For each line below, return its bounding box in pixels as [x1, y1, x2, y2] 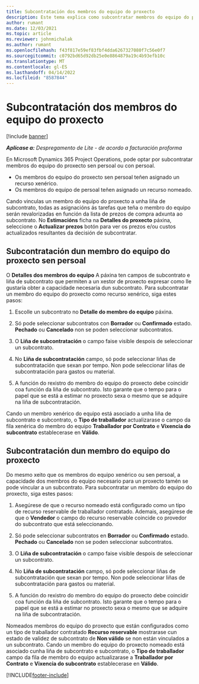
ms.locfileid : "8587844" [6, 75, 68, 81]
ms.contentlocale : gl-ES [6, 64, 68, 70]
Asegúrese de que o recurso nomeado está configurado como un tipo [14, 501, 185, 508]
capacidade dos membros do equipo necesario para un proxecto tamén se [6, 477, 188, 484]
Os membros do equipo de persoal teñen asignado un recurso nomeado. [14, 186, 192, 194]
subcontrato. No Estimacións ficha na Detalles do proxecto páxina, [6, 217, 172, 224]
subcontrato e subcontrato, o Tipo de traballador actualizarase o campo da [6, 416, 191, 423]
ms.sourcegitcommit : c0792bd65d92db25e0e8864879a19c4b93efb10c [6, 53, 166, 59]
